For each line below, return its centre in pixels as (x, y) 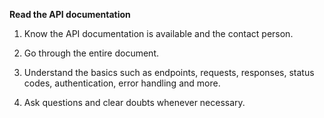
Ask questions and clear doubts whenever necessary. (134, 102)
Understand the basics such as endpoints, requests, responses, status (169, 72)
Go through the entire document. (91, 53)
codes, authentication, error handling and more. (122, 83)
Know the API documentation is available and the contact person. (158, 33)
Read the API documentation (70, 14)
